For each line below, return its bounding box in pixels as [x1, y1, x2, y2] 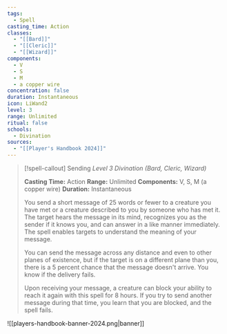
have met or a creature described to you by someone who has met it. [23, 205, 221, 214]
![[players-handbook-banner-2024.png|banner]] [7, 319, 145, 327]
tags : [7, 10, 23, 17]
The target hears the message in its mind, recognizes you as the [23, 213, 207, 221]
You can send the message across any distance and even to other [23, 248, 213, 257]
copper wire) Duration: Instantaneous [23, 185, 132, 193]
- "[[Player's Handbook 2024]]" [13, 145, 107, 152]
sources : [7, 139, 32, 146]
